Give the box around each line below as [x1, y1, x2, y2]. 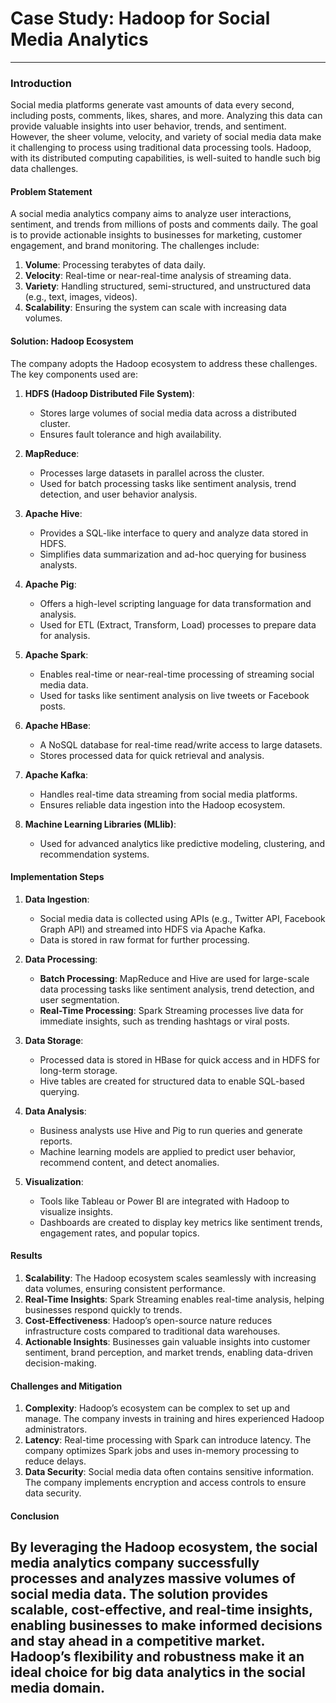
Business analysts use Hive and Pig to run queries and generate [39, 1124, 303, 1136]
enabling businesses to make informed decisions [10, 1617, 323, 1634]
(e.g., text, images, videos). [24, 291, 138, 303]
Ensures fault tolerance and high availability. [39, 428, 222, 440]
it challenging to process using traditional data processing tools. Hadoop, [10, 142, 312, 154]
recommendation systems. [39, 848, 150, 860]
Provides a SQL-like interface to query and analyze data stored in [39, 527, 309, 539]
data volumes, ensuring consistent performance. [24, 1283, 226, 1295]
